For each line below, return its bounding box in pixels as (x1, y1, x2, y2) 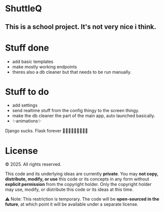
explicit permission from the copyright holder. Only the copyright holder (5, 182, 152, 187)
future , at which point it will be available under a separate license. (5, 201, 138, 207)
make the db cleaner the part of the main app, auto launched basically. (12, 113, 156, 119)
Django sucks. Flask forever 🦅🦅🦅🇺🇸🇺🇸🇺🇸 (5, 128, 88, 134)
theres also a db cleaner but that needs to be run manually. (12, 69, 132, 75)
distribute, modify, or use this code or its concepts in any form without (5, 176, 149, 182)
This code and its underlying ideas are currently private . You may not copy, (5, 171, 159, 177)
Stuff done (5, 42, 49, 53)
